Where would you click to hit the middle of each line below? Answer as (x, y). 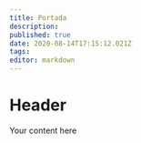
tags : (20, 52)
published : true (40, 35)
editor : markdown (42, 60)
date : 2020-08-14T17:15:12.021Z (70, 43)
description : (34, 26)
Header (38, 105)
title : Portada (38, 18)
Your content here (43, 130)
